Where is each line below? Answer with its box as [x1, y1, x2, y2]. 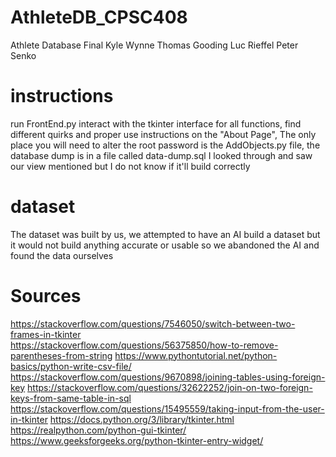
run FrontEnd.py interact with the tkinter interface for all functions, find [10, 117, 302, 130]
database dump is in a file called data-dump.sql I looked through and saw [10, 149, 313, 161]
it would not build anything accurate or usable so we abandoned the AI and [10, 239, 320, 251]
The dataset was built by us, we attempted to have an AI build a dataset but [10, 228, 321, 240]
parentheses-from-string [10, 349, 113, 361]
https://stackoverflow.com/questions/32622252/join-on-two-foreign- [27, 381, 313, 393]
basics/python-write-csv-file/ [10, 360, 132, 372]
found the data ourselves [10, 249, 114, 261]
